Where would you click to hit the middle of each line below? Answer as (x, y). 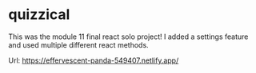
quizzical (39, 15)
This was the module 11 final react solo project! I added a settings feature (128, 36)
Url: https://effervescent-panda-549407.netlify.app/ (94, 60)
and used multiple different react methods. (79, 44)
